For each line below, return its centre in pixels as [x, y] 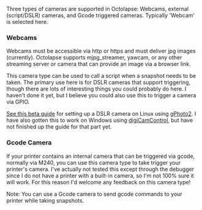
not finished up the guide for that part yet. [59, 127]
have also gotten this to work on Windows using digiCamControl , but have [100, 120]
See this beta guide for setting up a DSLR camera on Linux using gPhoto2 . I [101, 114]
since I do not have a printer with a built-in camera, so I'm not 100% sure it [100, 175]
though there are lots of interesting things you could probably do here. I [96, 89]
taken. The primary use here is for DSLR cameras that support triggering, [99, 83]
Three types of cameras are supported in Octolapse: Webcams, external [97, 9]
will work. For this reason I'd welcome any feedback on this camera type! [99, 182]
